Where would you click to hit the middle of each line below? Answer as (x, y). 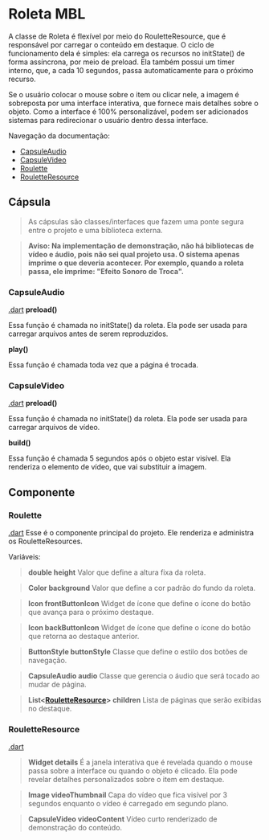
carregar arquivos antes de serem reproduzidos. (88, 334)
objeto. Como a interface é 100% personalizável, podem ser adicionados (128, 111)
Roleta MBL (47, 14)
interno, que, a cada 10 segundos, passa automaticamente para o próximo (131, 70)
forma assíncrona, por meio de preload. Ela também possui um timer (122, 62)
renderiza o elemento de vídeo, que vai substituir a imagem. (108, 467)
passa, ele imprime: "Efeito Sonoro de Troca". (106, 271)
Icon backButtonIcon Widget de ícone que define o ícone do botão (139, 628)
